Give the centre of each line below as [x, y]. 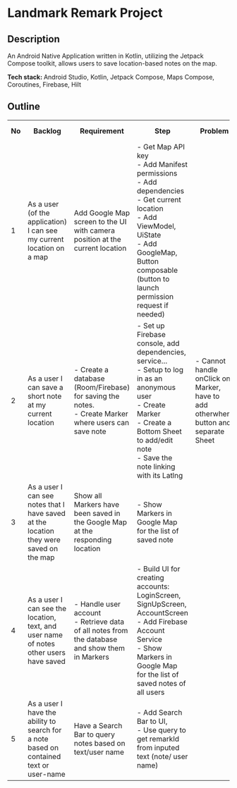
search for [45, 729]
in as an [150, 378]
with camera [94, 230]
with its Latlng [160, 475]
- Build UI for [158, 569]
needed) [151, 314]
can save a [45, 387]
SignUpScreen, [162, 604]
